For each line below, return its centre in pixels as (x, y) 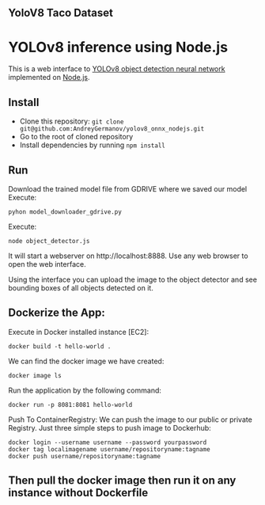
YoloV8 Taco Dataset (61, 13)
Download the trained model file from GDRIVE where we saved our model (128, 188)
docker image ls (35, 375)
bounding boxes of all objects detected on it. (81, 287)
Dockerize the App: (57, 313)
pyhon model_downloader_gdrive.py (65, 212)
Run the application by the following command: (85, 390)
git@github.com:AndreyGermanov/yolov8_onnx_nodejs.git (112, 129)
